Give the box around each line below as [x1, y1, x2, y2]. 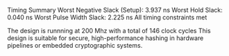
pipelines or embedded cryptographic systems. [7, 41, 143, 49]
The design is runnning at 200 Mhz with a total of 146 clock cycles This [7, 27, 211, 35]
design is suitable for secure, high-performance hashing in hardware [7, 34, 204, 42]
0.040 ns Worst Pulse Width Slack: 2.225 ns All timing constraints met [7, 13, 207, 21]
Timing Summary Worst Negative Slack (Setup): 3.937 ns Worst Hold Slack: [7, 6, 223, 14]
